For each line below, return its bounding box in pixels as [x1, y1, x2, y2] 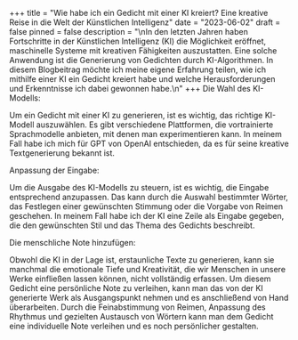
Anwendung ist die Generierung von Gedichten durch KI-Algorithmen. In [9, 55, 274, 65]
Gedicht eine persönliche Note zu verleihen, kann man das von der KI [9, 283, 264, 293]
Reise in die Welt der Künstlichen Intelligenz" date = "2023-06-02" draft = [9, 17, 281, 28]
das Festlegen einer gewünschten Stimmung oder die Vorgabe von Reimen [9, 201, 283, 212]
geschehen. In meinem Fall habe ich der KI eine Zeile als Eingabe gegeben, [9, 211, 285, 221]
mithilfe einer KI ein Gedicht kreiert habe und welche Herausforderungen [9, 74, 276, 84]
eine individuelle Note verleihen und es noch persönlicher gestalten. [9, 320, 260, 331]
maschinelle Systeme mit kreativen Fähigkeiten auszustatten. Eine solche [9, 45, 278, 56]
